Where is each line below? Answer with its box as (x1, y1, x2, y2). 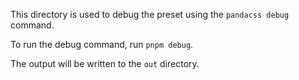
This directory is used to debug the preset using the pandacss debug (10, 9, 290, 20)
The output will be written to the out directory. (10, 58, 200, 69)
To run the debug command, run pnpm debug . (10, 39, 194, 50)
